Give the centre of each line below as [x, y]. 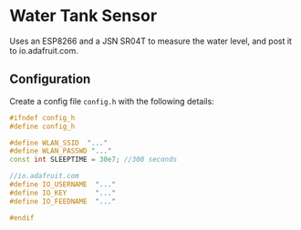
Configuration [50, 80]
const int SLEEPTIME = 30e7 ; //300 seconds [93, 160]
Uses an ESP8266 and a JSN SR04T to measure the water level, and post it [150, 41]
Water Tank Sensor [83, 16]
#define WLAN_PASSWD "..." [61, 151]
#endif [22, 218]
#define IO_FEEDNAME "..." [63, 201]
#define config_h [42, 126]
